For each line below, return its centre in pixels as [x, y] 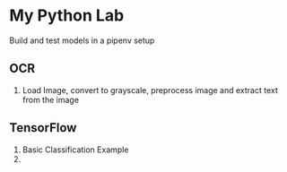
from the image [50, 99]
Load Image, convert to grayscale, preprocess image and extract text [150, 90]
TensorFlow [43, 128]
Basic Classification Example [75, 150]
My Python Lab [67, 16]
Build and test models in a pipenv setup [82, 40]
